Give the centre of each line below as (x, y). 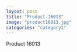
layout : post (22, 11)
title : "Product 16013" (35, 17)
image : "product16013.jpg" (39, 22)
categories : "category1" (36, 27)
